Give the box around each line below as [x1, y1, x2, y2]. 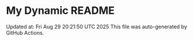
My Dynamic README [6, 4, 115, 17]
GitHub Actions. [6, 29, 44, 36]
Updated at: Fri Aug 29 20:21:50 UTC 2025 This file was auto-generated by [6, 23, 188, 30]
